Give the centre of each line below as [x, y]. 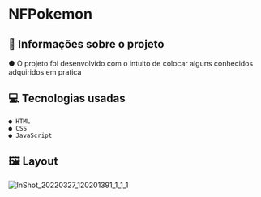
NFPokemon [51, 14]
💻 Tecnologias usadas [67, 98]
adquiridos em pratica [45, 72]
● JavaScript [30, 135]
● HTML [19, 121]
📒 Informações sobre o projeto [86, 44]
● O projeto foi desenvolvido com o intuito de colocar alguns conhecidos [131, 63]
